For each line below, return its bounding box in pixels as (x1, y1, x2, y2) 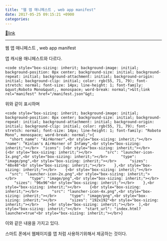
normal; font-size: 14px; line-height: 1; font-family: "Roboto (25, 128, 162, 133)
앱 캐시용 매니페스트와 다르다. (5, 56, 63, 62)
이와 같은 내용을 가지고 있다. (5, 220, 60, 226)
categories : (5, 16, 30, 21)
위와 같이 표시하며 (5, 101, 40, 107)
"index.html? (114, 207, 141, 212)
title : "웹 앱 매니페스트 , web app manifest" (5, 7, 96, 12)
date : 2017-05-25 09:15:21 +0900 (5, 12, 75, 17)
